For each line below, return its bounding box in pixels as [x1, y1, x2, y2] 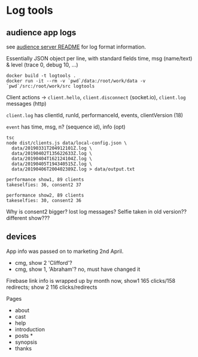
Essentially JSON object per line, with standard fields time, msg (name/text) [6, 55, 193, 62]
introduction [14, 325, 45, 332]
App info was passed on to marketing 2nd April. [6, 248, 124, 255]
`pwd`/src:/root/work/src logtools [6, 83, 95, 89]
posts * [14, 332, 33, 339]
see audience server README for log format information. [6, 43, 147, 50]
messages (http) [6, 100, 47, 107]
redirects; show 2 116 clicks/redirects [6, 283, 98, 291]
